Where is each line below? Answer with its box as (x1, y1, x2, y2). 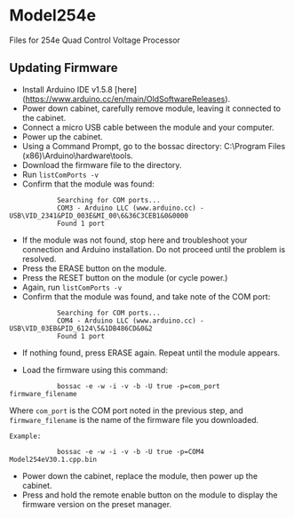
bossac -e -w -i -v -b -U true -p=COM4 (56, 447, 204, 456)
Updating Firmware (9, 60, 118, 76)
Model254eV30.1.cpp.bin (9, 455, 98, 464)
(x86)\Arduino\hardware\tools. (21, 150, 133, 161)
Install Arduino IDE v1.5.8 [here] (21, 84, 138, 94)
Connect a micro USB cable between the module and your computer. (21, 122, 274, 132)
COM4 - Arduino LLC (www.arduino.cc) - (56, 316, 204, 325)
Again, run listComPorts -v (21, 282, 123, 292)
